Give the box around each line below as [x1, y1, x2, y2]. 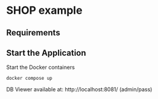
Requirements [6, 28, 60, 38]
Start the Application [6, 47, 86, 58]
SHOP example [6, 4, 83, 17]
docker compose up [6, 76, 52, 82]
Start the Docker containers [6, 64, 75, 71]
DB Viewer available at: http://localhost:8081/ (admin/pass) [6, 86, 153, 93]
